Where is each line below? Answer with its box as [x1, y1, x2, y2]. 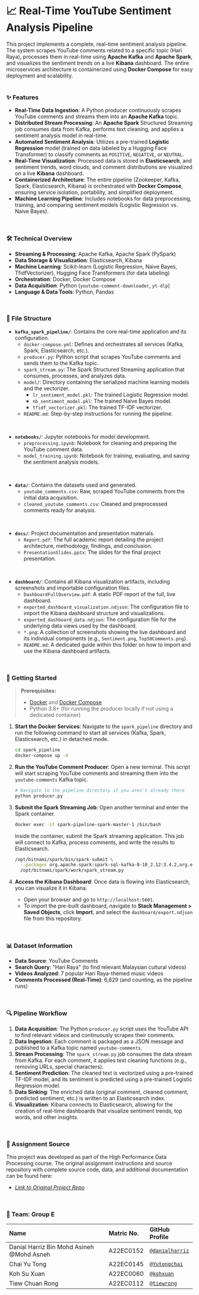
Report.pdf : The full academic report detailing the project [23, 535, 164, 543]
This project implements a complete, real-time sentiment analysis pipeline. [6, 40, 188, 48]
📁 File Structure [6, 314, 52, 323]
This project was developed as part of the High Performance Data [6, 1154, 167, 1161]
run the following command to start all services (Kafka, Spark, [14, 729, 166, 736]
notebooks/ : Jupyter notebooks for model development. [14, 433, 150, 440]
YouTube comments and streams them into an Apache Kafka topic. [14, 113, 179, 120]
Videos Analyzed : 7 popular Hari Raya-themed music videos [14, 970, 164, 977]
